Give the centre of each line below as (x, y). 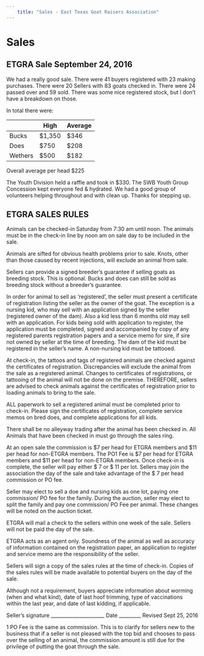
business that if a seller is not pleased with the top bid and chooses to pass (101, 633)
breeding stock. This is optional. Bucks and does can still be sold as (91, 278)
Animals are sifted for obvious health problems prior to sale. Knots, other (97, 254)
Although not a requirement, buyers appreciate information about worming (100, 591)
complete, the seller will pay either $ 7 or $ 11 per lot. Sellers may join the (98, 467)
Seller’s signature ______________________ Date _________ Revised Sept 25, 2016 (102, 615)
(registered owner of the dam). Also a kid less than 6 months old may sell (98, 316)
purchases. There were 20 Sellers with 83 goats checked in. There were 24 (101, 85)
